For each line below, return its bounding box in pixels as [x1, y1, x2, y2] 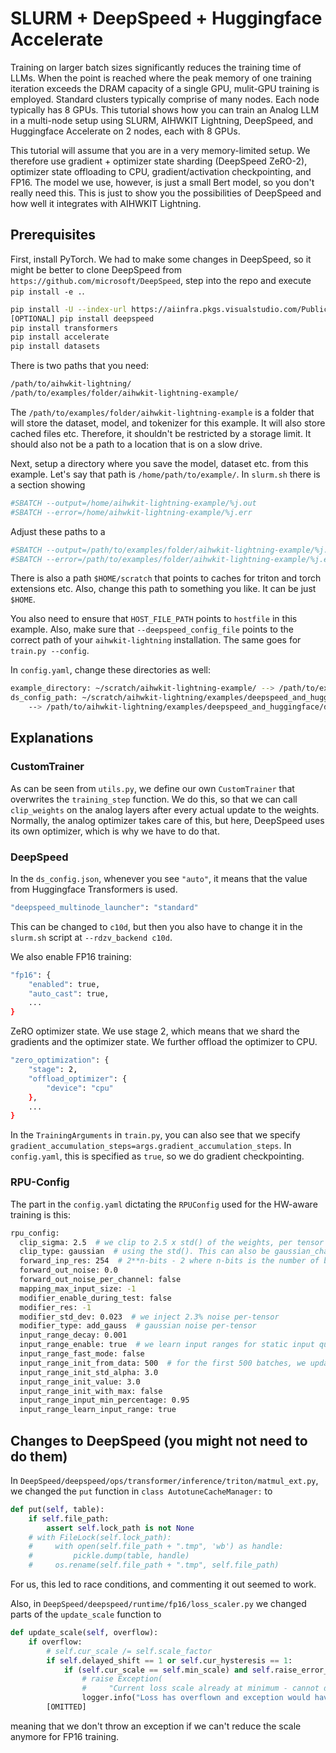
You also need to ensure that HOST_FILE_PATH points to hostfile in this [10, 613, 298, 625]
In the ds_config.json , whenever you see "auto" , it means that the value [10, 872, 308, 884]
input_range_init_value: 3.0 [19, 1377, 141, 1387]
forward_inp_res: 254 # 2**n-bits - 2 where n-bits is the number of [19, 1256, 320, 1266]
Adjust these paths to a [10, 525, 106, 537]
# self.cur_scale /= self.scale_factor [46, 1646, 213, 1656]
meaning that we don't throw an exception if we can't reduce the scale [10, 1720, 302, 1732]
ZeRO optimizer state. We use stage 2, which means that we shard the [10, 1025, 300, 1037]
